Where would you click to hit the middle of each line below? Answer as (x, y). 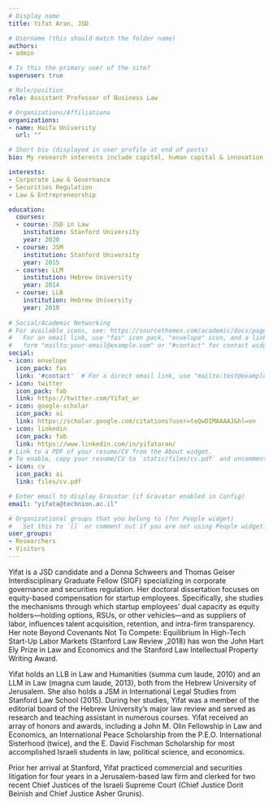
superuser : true (36, 76)
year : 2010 (41, 307)
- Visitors (27, 549)
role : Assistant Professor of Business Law (83, 98)
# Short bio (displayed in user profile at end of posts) (108, 150)
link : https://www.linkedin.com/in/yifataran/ (96, 444)
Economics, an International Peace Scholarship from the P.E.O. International (135, 734)
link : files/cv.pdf (49, 481)
